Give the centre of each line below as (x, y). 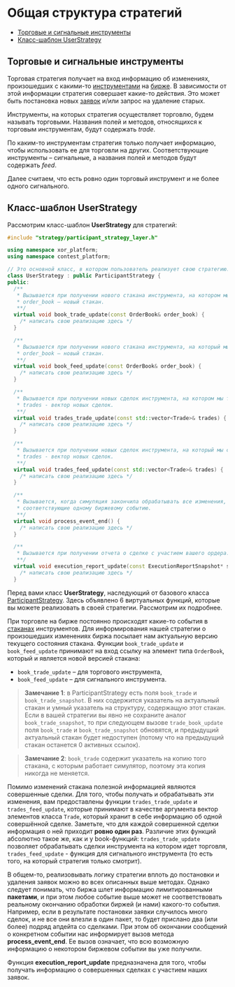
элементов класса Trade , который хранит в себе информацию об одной (115, 816)
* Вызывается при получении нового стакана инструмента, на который (118, 347)
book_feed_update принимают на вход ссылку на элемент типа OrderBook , (116, 651)
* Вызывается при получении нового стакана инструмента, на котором (118, 295)
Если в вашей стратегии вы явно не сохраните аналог (105, 715)
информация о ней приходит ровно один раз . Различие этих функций (112, 831)
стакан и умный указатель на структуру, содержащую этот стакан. (125, 707)
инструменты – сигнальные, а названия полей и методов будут (102, 157)
